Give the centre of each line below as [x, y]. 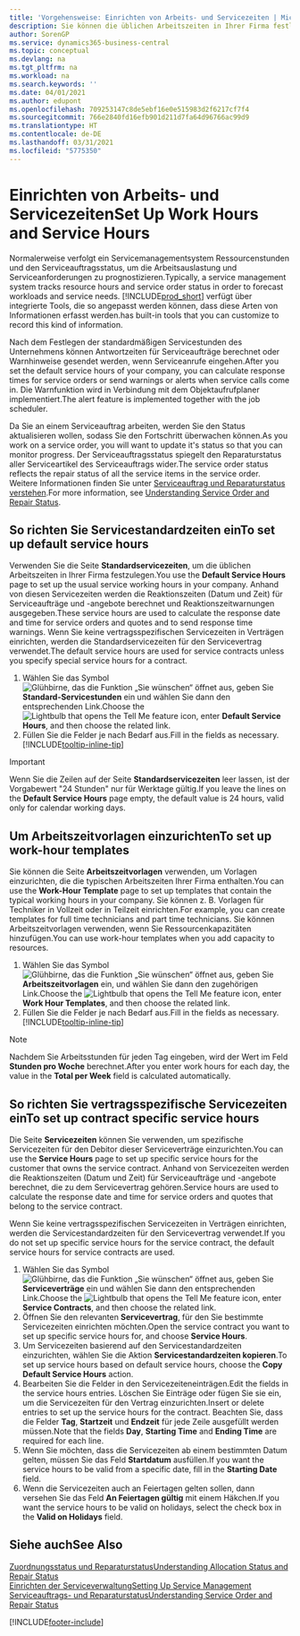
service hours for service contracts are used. [92, 1252]
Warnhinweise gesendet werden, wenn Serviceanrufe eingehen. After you [144, 361]
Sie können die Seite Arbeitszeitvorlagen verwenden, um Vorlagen [133, 872]
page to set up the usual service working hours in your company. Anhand [144, 585]
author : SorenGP [39, 34]
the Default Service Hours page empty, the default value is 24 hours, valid [147, 799]
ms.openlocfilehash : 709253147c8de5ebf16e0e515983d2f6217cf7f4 [129, 109]
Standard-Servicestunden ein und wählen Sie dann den [126, 697]
